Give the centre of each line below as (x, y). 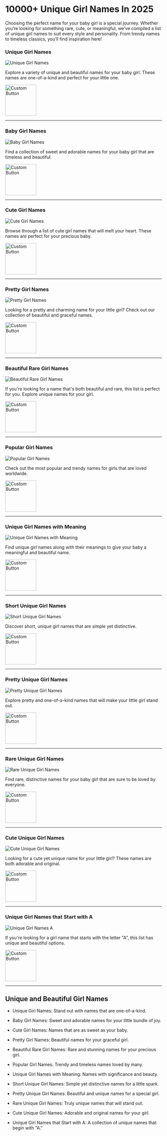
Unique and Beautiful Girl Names (57, 999)
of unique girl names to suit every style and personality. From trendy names (83, 33)
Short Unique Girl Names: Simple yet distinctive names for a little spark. (85, 1084)
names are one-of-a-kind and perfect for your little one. (62, 78)
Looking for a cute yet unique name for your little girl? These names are (78, 859)
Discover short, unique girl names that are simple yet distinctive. (71, 626)
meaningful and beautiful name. (38, 553)
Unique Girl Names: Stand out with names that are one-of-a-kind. (79, 1011)
